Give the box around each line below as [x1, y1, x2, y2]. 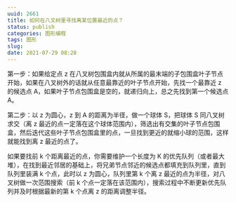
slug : [7, 43, 23, 50]
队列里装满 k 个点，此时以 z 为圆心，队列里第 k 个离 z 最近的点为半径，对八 [7, 169, 226, 177]
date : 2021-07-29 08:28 [7, 50, 77, 57]
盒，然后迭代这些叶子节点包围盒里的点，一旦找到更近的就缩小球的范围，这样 [7, 128, 229, 137]
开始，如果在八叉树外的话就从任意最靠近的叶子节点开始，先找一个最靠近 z [7, 78, 222, 86]
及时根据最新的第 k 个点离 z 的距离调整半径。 [19, 187, 151, 195]
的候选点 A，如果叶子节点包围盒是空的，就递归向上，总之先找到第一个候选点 [7, 87, 229, 95]
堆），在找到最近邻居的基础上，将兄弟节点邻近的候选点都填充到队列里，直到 [7, 161, 226, 169]
